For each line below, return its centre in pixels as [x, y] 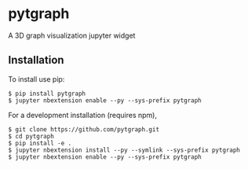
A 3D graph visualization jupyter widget [72, 35]
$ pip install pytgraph [47, 94]
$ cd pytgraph [31, 136]
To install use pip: [36, 79]
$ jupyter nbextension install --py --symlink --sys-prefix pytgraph [124, 150]
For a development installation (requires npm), [83, 115]
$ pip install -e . [40, 143]
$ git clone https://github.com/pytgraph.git [84, 129]
